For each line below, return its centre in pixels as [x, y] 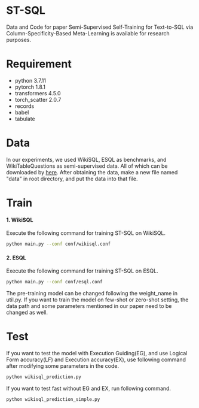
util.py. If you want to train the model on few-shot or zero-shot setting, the [97, 300]
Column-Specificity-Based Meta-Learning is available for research [88, 33]
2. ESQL [16, 258]
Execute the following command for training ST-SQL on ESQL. [82, 271]
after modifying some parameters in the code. [63, 366]
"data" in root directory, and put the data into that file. [72, 179]
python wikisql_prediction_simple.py [53, 399]
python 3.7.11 [30, 80]
